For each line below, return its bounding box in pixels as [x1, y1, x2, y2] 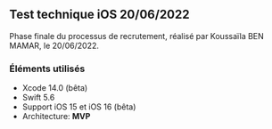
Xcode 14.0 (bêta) [21, 83, 88, 93]
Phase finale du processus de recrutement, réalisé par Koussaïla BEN [9, 30, 265, 41]
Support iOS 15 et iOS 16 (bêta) [21, 101, 136, 112]
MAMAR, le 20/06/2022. [9, 40, 100, 51]
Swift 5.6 [21, 93, 55, 103]
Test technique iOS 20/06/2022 [9, 7, 190, 22]
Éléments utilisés [9, 62, 86, 75]
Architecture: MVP [21, 111, 91, 122]
